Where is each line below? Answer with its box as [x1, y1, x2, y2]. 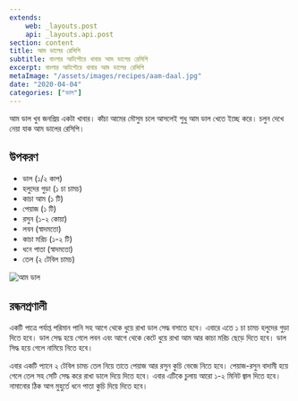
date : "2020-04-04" [9, 80, 82, 89]
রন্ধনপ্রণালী [9, 298, 47, 314]
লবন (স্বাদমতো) [21, 223, 62, 234]
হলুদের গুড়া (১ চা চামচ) [21, 183, 83, 194]
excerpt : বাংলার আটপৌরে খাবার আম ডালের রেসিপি [9, 64, 145, 73]
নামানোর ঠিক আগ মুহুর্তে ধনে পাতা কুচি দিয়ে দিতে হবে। [9, 380, 149, 391]
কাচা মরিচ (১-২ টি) [21, 234, 73, 245]
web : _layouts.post [25, 22, 98, 31]
